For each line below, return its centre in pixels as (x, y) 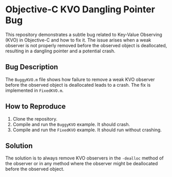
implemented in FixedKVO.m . (34, 90)
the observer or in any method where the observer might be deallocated (82, 164)
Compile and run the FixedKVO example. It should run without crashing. (87, 130)
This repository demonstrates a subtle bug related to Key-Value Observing (84, 34)
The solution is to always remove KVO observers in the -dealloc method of (84, 158)
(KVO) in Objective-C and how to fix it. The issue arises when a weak (78, 40)
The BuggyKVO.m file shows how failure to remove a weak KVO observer (80, 79)
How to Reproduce (35, 106)
